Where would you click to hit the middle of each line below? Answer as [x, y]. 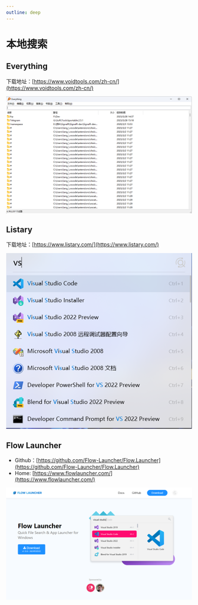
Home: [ [24, 473]
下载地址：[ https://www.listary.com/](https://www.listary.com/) [82, 244]
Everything [27, 66]
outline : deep [24, 12]
